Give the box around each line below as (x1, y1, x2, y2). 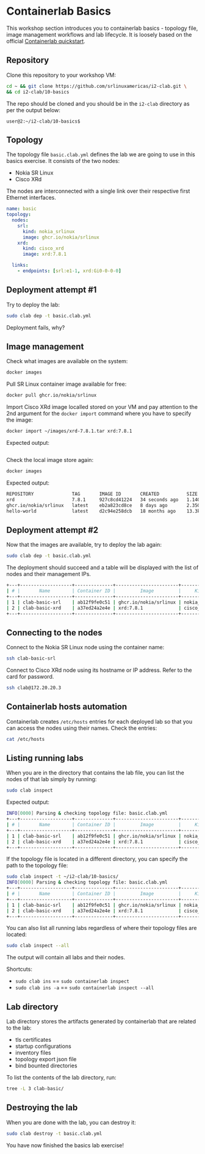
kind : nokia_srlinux (22, 228, 75, 234)
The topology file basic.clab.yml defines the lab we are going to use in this (6, 151, 195, 158)
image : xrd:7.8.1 (22, 251, 67, 258)
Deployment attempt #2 (6, 525, 99, 535)
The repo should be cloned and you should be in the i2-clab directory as (6, 99, 190, 107)
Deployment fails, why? (6, 323, 65, 331)
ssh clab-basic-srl (6, 655, 56, 662)
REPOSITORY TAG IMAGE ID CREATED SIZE (6, 491, 198, 497)
